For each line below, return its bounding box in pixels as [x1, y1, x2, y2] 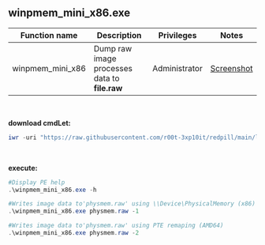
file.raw [93, 82, 123, 93]
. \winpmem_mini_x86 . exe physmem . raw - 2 [8, 229, 140, 237]
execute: [8, 163, 38, 172]
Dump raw [93, 43, 132, 54]
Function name [20, 29, 78, 40]
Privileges [158, 29, 197, 40]
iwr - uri [8, 134, 37, 141]
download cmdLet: [8, 118, 71, 127]
